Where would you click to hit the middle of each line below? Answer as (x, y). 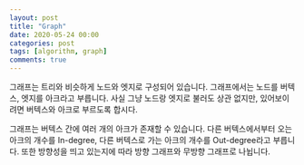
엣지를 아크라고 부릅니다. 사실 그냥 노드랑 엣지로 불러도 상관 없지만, (140, 98)
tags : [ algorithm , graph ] (58, 52)
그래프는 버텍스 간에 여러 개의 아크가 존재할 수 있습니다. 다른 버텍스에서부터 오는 (151, 129)
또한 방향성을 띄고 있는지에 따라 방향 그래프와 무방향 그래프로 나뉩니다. (146, 151)
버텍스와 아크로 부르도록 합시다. (82, 109)
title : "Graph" (38, 26)
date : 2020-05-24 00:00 (54, 34)
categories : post (42, 43)
